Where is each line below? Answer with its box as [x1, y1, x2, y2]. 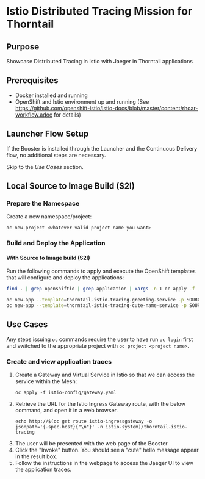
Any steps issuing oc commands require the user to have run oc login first [6, 336, 193, 343]
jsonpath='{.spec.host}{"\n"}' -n [15, 424, 103, 430]
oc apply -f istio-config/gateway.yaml [15, 389, 117, 396]
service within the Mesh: [15, 378, 77, 385]
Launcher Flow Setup [6, 129, 89, 139]
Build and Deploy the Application [6, 239, 106, 248]
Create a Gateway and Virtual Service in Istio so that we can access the [15, 371, 195, 379]
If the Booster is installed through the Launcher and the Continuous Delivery [6, 145, 198, 152]
